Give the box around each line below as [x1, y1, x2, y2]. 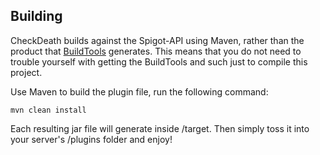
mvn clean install [10, 105, 87, 115]
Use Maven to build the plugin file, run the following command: [10, 85, 269, 98]
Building [10, 8, 63, 25]
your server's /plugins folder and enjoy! [10, 133, 173, 145]
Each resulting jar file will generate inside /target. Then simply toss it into [10, 122, 310, 134]
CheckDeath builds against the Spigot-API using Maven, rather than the [10, 34, 305, 46]
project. [10, 66, 43, 78]
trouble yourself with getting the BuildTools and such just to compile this [10, 55, 308, 68]
